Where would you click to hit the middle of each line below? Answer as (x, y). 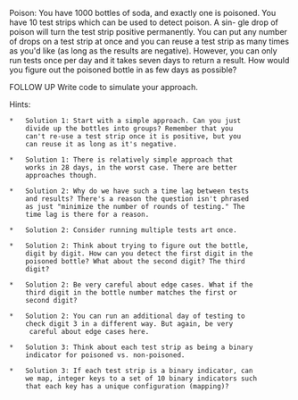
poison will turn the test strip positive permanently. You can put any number (149, 32)
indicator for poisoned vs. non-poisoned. (105, 355)
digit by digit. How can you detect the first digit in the (139, 254)
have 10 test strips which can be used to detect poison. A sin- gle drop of (144, 22)
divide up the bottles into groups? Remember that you (129, 129)
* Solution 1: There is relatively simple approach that (121, 160)
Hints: (20, 104)
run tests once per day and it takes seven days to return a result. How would (149, 60)
